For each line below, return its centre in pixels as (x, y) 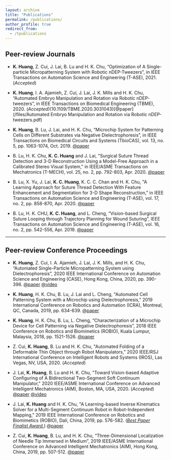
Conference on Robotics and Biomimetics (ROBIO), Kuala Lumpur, (81, 331)
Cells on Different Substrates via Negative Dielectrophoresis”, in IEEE (84, 135)
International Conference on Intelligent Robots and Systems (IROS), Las (88, 357)
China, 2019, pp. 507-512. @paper (49, 452)
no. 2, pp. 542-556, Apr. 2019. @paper (53, 229)
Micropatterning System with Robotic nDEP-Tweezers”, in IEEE (95, 72)
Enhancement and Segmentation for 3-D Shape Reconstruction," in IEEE (88, 193)
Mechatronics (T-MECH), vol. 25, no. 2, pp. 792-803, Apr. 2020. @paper (89, 172)
